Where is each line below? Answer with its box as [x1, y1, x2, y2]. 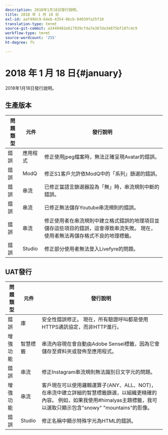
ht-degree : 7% [5, 40, 35, 45]
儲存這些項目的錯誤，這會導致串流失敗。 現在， [44, 225, 156, 232]
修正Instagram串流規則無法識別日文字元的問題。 [41, 369, 156, 376]
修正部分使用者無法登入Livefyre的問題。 [44, 245, 138, 252]
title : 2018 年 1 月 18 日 [5, 12, 59, 17]
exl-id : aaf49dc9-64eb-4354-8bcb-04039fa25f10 [5, 17, 104, 22]
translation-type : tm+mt [5, 21, 57, 27]
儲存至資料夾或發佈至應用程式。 [41, 348, 117, 355]
